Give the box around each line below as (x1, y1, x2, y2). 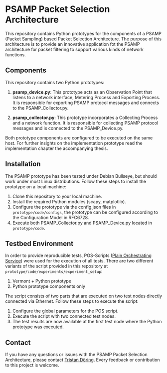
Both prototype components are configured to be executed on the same (5, 134, 153, 140)
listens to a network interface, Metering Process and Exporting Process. (12, 94, 161, 100)
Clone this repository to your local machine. (12, 193, 102, 199)
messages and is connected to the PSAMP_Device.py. (12, 125, 124, 131)
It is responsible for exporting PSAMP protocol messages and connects (12, 100, 160, 106)
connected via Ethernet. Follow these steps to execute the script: (5, 298, 139, 304)
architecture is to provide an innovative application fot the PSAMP (5, 41, 140, 47)
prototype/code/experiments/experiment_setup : (5, 268, 103, 274)
